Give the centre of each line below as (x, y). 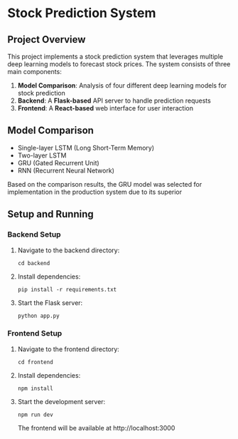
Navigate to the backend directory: (69, 250)
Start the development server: (61, 401)
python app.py (38, 316)
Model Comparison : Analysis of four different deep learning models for (122, 86)
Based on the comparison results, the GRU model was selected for (105, 184)
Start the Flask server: (50, 303)
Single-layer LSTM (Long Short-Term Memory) (86, 148)
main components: (34, 72)
